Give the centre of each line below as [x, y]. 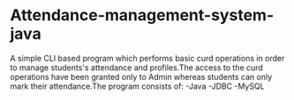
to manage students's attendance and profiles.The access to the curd [136, 68]
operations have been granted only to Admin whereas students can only [141, 76]
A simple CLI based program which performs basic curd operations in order [147, 58]
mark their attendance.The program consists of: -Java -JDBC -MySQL [137, 86]
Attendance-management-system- [142, 15]
